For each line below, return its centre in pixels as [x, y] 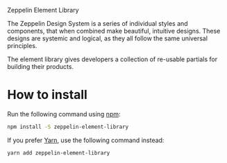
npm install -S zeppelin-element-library [68, 127]
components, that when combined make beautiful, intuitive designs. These [114, 31]
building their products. [41, 67]
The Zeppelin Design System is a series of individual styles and [98, 23]
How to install [48, 95]
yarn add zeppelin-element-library [59, 153]
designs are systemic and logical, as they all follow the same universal [108, 38]
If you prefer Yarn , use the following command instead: [86, 140]
